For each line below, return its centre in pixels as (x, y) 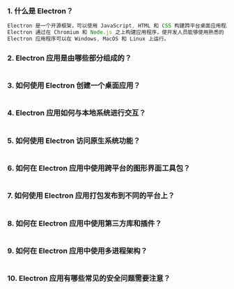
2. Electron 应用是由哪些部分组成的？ (70, 58)
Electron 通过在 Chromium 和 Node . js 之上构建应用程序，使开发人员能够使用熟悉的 (116, 33)
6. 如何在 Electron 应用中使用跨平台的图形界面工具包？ (99, 169)
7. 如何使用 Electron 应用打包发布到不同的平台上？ (91, 196)
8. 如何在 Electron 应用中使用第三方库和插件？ (85, 223)
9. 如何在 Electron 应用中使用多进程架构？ (77, 251)
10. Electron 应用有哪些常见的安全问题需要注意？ (89, 279)
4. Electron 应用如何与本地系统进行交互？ (77, 113)
